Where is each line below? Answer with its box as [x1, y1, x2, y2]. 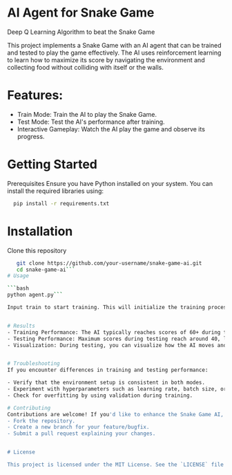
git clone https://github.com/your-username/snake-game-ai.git [16, 259, 202, 267]
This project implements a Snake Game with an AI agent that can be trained [7, 41, 222, 49]
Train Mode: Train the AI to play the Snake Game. [17, 110, 157, 118]
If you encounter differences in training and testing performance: [7, 366, 209, 374]
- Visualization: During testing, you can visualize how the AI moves [7, 342, 215, 348]
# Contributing [7, 404, 51, 411]
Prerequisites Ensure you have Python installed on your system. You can [7, 179, 213, 187]
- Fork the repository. [7, 417, 76, 425]
